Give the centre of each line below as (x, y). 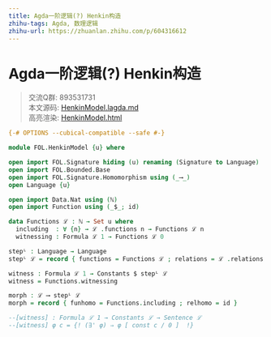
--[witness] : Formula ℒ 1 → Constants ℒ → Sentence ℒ (105, 318)
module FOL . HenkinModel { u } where (67, 148)
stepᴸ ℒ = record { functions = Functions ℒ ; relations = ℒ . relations (136, 259)
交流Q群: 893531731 (62, 97)
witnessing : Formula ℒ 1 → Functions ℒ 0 (90, 237)
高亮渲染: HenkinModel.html (75, 117)
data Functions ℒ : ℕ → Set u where (71, 222)
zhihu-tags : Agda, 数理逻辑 (54, 23)
